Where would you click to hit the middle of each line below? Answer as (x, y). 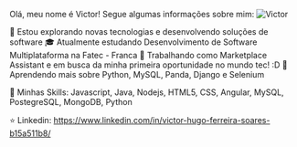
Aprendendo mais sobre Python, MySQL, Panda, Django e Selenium (137, 74)
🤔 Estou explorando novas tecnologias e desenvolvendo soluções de (139, 31)
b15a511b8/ (30, 133)
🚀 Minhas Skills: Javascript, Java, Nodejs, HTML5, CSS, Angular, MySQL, (147, 92)
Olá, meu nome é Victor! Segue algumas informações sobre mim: (132, 14)
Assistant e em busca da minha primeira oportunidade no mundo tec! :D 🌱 (148, 65)
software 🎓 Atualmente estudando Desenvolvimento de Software (133, 42)
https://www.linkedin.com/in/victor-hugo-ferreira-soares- (162, 120)
